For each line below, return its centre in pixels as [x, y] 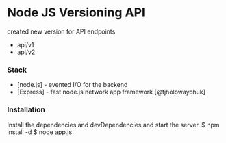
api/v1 [25, 44]
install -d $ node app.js [40, 132]
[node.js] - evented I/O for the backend [72, 85]
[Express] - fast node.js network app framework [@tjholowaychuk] [111, 92]
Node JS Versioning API [76, 13]
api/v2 [26, 52]
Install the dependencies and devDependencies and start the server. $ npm [114, 125]
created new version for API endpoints [61, 31]
